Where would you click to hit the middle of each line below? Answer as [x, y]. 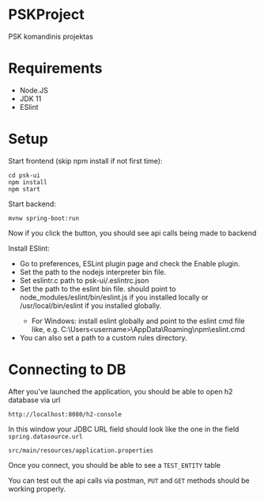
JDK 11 [30, 98]
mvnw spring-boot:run [44, 218]
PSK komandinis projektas [51, 36]
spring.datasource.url [45, 436]
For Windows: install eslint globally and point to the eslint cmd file [138, 321]
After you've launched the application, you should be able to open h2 [121, 391]
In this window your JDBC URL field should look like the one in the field [124, 429]
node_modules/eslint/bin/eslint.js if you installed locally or [114, 297]
